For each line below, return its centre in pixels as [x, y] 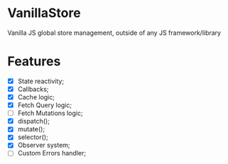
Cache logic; [36, 97]
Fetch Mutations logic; [50, 113]
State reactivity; [41, 81]
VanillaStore [44, 13]
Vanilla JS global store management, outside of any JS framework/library [114, 33]
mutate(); [31, 129]
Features [34, 61]
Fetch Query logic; [45, 105]
